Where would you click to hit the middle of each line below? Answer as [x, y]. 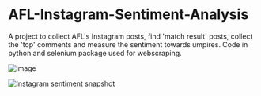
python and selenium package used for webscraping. [95, 53]
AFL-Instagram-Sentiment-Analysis [129, 15]
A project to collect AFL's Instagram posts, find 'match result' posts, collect [130, 36]
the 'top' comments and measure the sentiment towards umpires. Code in [128, 44]
